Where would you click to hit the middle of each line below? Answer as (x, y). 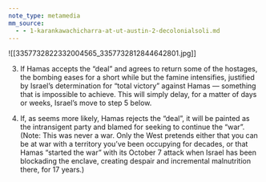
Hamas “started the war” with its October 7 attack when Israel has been (138, 152)
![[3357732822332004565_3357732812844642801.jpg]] (102, 54)
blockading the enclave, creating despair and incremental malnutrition (135, 161)
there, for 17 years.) (52, 170)
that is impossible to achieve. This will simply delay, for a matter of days (138, 95)
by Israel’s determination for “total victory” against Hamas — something (138, 86)
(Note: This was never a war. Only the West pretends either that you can (139, 135)
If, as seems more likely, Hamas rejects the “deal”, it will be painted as (135, 119)
